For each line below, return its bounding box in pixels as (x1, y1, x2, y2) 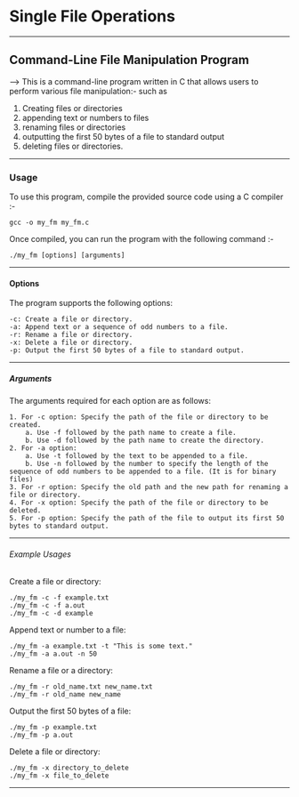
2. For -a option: (9, 444, 77, 453)
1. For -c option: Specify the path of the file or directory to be (9, 413, 269, 422)
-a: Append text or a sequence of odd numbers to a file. (9, 323, 229, 332)
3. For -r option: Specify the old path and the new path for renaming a (9, 483, 289, 492)
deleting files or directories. (21, 141, 124, 151)
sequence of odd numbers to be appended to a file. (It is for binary (9, 467, 277, 477)
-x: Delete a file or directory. (9, 338, 133, 348)
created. (9, 421, 42, 430)
